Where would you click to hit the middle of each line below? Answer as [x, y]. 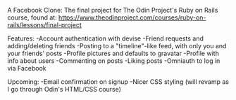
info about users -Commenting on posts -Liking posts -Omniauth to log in [114, 61]
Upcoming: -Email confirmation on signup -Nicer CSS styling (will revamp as [118, 82]
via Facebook [27, 68]
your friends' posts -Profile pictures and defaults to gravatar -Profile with [113, 53]
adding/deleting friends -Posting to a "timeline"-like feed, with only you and [117, 46]
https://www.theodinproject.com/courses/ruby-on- [132, 17]
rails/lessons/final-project [45, 25]
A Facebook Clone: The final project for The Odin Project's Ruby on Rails [113, 10]
